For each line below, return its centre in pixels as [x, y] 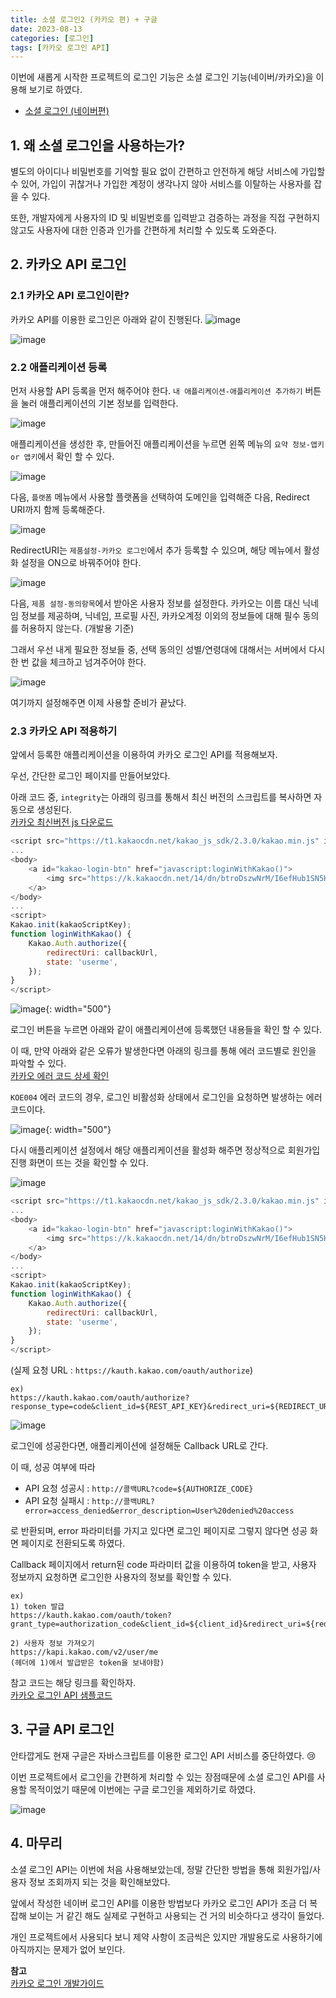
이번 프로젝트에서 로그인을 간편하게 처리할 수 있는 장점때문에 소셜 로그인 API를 [162, 1777]
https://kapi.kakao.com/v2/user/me [84, 1652]
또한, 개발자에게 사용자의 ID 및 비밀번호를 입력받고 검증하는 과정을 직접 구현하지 [165, 218]
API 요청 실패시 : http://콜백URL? [89, 1501]
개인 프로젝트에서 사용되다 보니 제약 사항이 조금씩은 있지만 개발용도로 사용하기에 [166, 1937]
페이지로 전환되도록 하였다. [73, 1543]
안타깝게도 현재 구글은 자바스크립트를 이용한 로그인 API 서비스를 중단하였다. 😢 [163, 1755]
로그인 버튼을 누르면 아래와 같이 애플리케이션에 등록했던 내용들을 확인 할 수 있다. [166, 1030]
